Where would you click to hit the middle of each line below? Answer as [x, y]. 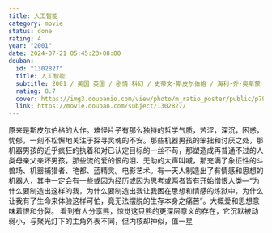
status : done [30, 31]
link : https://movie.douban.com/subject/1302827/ [101, 106]
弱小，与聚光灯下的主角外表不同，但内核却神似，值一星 [100, 221]
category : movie [36, 23]
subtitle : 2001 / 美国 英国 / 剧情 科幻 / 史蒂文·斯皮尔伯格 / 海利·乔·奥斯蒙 [138, 83]
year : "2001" [30, 46]
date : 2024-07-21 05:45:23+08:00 [65, 53]
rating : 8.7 [36, 91]
